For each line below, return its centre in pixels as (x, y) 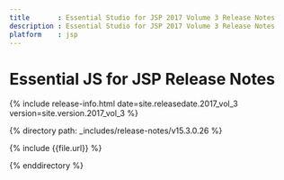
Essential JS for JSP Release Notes (142, 79)
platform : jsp (44, 34)
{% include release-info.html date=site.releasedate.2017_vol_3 (124, 103)
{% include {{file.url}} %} (56, 148)
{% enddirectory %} (46, 166)
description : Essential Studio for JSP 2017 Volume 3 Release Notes (142, 26)
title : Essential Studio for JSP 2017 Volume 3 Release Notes (142, 18)
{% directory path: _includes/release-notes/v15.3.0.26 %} (116, 130)
